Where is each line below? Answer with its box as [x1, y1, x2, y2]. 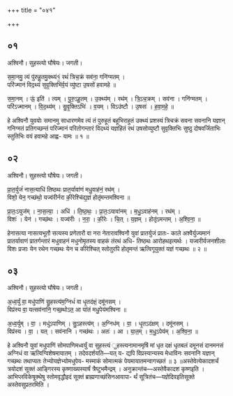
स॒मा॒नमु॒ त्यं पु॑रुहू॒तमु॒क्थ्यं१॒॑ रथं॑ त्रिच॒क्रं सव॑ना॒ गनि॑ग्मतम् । [7, 73, 126, 81]
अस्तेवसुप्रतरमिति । [7, 381, 50, 389]
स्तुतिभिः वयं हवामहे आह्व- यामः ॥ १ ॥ [7, 132, 89, 140]
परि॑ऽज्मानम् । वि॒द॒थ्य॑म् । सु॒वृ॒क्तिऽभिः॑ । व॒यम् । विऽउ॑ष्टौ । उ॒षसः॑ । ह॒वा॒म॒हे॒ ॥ [7, 102, 174, 110]
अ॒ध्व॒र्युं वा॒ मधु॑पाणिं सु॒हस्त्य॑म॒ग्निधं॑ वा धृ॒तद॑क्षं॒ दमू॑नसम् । [7, 298, 122, 306]
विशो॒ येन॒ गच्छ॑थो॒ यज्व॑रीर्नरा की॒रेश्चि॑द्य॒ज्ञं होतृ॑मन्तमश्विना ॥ [7, 193, 130, 201]
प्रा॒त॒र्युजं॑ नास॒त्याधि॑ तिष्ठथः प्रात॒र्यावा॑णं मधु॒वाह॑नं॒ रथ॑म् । [7, 185, 121, 193]
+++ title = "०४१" [7, 6, 56, 14]
